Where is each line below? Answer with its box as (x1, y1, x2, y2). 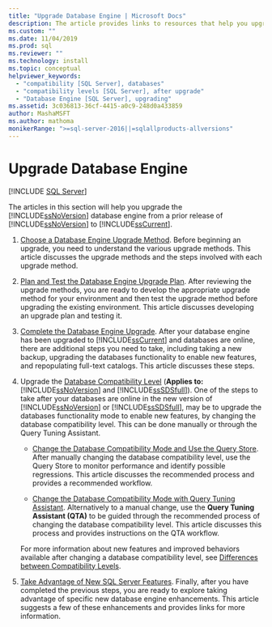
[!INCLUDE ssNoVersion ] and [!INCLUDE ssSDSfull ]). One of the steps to (19, 385, 258, 395)
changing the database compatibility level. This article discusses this (32, 519, 262, 529)
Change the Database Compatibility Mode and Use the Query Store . (32, 443, 259, 453)
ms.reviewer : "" (8, 49, 63, 57)
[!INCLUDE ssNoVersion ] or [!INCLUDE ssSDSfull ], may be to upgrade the (19, 402, 261, 412)
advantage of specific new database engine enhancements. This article (19, 594, 259, 604)
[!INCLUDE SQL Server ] (8, 186, 87, 196)
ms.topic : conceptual (8, 65, 82, 73)
